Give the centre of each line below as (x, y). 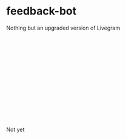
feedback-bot (41, 11)
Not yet (15, 129)
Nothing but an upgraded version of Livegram (63, 28)
